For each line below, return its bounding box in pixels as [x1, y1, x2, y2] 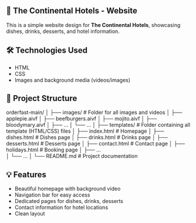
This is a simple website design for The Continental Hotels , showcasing [6, 21, 181, 28]
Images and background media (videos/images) [14, 76, 131, 83]
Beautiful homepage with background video [14, 185, 121, 192]
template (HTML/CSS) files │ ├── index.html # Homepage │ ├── [6, 127, 164, 135]
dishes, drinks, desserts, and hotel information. [6, 28, 120, 35]
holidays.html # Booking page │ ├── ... [6, 146, 101, 153]
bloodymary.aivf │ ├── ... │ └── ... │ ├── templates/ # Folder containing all [6, 121, 191, 129]
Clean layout [14, 210, 45, 217]
